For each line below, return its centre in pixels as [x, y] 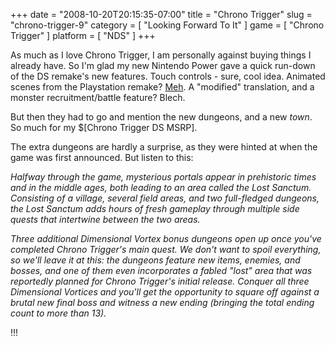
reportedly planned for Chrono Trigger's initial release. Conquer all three [160, 281]
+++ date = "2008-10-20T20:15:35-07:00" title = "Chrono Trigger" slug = [161, 14]
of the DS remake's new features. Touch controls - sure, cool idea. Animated [168, 76]
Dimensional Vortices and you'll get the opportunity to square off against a [165, 292]
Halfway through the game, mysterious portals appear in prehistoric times [163, 177]
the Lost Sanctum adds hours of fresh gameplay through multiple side [155, 208]
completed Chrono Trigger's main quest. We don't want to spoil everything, [166, 249]
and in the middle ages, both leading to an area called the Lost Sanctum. [161, 187]
